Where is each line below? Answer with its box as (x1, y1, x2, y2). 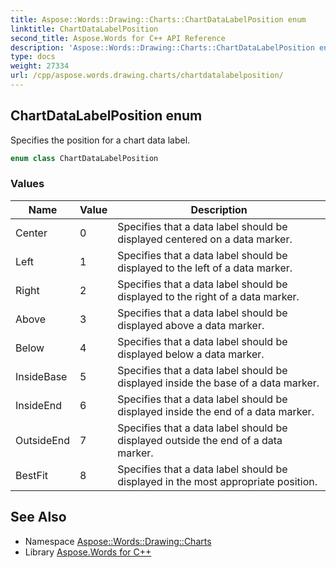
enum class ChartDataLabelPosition (10, 153, 159, 163)
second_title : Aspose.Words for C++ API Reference (10, 33, 226, 43)
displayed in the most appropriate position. (117, 474, 318, 488)
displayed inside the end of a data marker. (117, 404, 315, 418)
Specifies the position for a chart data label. (10, 134, 191, 146)
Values (10, 177, 45, 191)
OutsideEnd (15, 433, 71, 447)
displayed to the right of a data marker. (117, 289, 300, 303)
